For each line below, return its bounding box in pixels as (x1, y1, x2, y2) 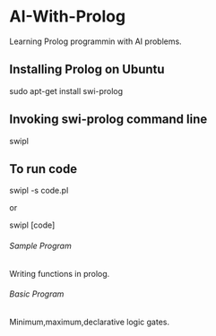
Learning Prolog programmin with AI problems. (9, 36, 182, 47)
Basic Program (9, 289, 65, 299)
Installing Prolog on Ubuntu (9, 62, 165, 77)
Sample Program (9, 240, 72, 251)
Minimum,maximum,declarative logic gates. (9, 316, 170, 327)
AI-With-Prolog (9, 6, 126, 27)
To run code (9, 161, 78, 177)
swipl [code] (9, 220, 56, 230)
